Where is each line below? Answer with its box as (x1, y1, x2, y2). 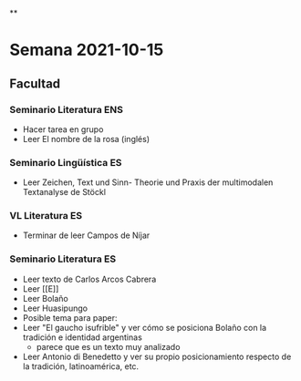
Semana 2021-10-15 (9, 40, 164, 60)
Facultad (9, 76, 61, 91)
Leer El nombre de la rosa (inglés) (22, 133, 150, 144)
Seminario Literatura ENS (9, 103, 123, 116)
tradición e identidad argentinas (22, 332, 143, 343)
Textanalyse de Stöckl (22, 187, 107, 198)
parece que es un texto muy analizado (36, 341, 181, 352)
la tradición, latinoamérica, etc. (22, 360, 140, 372)
